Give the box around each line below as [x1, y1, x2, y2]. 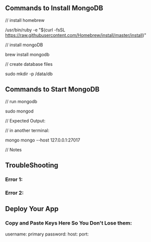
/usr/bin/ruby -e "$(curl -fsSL [5, 27, 66, 33]
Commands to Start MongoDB [5, 85, 100, 94]
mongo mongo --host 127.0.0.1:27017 [5, 137, 80, 143]
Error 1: [5, 176, 23, 183]
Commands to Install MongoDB [5, 4, 103, 12]
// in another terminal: [5, 127, 50, 133]
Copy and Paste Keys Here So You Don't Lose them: [5, 220, 132, 227]
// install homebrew [5, 17, 45, 23]
